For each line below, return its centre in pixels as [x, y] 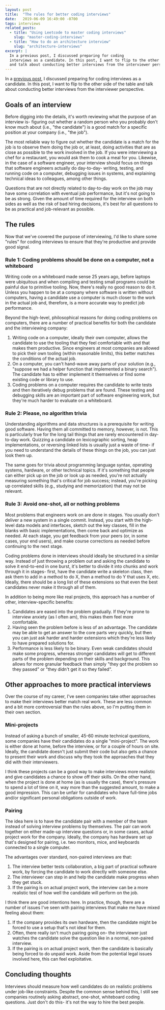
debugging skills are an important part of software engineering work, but [86, 396]
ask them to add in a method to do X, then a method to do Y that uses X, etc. [82, 577]
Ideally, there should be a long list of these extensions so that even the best [82, 582]
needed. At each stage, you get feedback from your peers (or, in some [76, 536]
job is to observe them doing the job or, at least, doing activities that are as [81, 147]
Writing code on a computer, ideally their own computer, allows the [80, 338]
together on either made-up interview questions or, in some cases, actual [79, 832]
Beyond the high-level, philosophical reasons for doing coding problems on [81, 318]
